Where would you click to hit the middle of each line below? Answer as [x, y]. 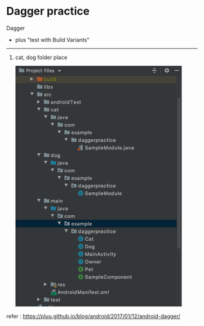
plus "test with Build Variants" [52, 40]
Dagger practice [48, 11]
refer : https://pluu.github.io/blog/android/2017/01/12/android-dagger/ [93, 316]
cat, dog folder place [41, 57]
